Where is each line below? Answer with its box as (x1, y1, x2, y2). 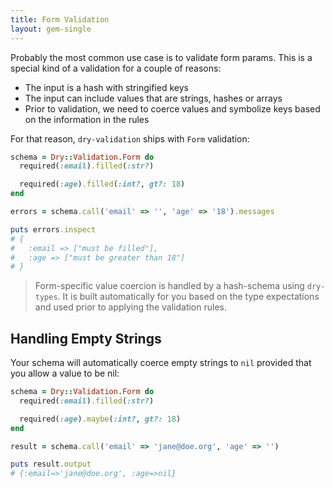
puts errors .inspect (10, 224, 97, 235)
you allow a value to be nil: (10, 367, 120, 380)
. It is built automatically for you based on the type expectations (57, 291, 320, 303)
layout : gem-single (10, 24, 92, 34)
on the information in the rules (24, 113, 150, 125)
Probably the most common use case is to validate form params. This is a (10, 51, 313, 63)
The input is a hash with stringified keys (24, 81, 189, 93)
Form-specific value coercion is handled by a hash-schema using (34, 280, 305, 292)
